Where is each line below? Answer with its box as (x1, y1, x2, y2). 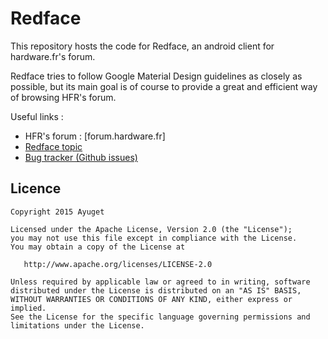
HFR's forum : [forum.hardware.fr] (24, 130, 166, 142)
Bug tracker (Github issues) (24, 151, 138, 163)
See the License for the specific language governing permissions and (10, 312, 311, 322)
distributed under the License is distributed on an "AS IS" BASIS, (10, 285, 302, 296)
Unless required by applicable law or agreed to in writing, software (10, 277, 311, 287)
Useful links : (10, 110, 64, 122)
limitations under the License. (10, 320, 145, 331)
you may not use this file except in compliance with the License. (10, 233, 298, 243)
